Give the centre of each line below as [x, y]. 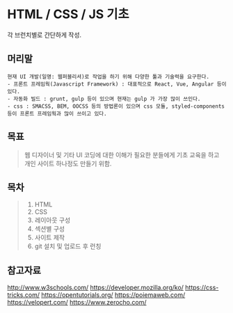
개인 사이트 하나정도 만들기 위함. [68, 163]
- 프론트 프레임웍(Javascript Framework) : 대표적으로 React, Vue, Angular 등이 [117, 84]
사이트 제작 [49, 238]
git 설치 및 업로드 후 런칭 [68, 246]
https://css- [202, 288]
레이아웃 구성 [53, 220]
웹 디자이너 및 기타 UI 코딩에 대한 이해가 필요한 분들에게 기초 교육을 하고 [122, 154]
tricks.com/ [24, 295]
